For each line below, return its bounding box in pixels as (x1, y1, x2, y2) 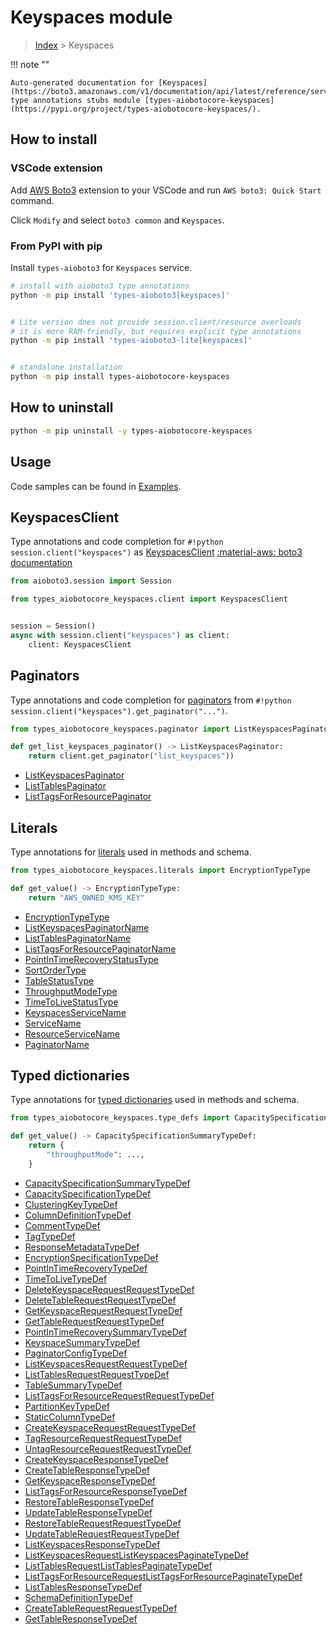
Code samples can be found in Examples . (10, 480, 182, 492)
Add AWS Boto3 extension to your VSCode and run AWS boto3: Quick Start (10, 184, 322, 196)
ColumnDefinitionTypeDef (24, 1209, 132, 1221)
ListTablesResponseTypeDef (24, 1581, 143, 1593)
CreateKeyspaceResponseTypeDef (24, 1453, 169, 1465)
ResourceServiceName (24, 1027, 120, 1040)
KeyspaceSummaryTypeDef (24, 1336, 141, 1348)
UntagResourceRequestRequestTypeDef (24, 1442, 192, 1455)
